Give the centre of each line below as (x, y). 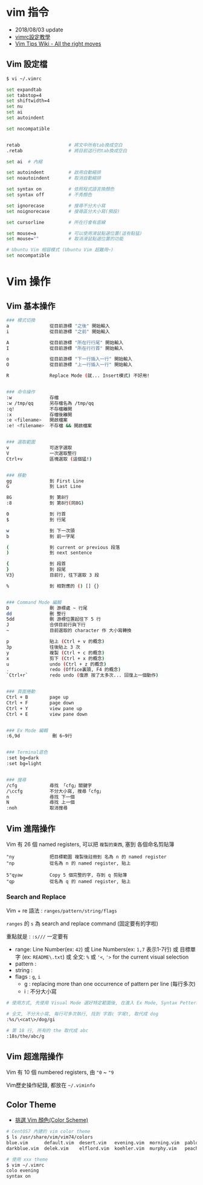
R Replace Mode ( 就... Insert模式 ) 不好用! (78, 376)
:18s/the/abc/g (25, 1036)
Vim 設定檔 (27, 64)
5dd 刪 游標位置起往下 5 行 (54, 620)
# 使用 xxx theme (27, 1160)
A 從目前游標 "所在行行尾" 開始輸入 (65, 343)
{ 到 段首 (36, 564)
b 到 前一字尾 (41, 536)
